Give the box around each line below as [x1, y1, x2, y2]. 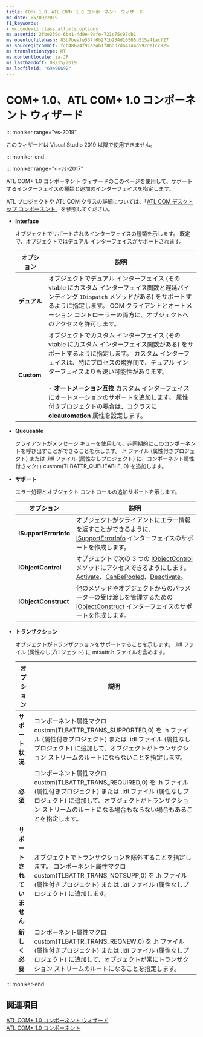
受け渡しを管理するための [100, 593, 173, 601]
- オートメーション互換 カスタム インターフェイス [48, 384, 190, 393]
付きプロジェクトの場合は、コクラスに [48, 402, 158, 411]
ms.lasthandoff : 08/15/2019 [6, 59, 77, 65]
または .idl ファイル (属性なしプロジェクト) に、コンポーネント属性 [29, 455, 195, 462]
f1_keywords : [6, 20, 39, 26]
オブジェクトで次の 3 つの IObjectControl [76, 555, 193, 563]
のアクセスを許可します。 [48, 320, 120, 328]
